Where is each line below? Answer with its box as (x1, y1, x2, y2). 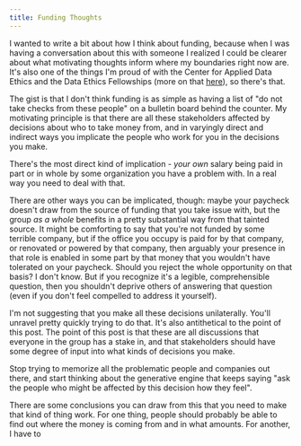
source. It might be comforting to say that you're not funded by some (9, 223, 265, 234)
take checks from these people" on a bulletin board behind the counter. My (9, 102, 288, 113)
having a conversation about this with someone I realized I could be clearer (9, 47, 288, 58)
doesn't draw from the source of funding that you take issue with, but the (9, 204, 280, 215)
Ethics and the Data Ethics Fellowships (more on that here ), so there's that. (9, 75, 286, 86)
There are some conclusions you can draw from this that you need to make (9, 399, 288, 410)
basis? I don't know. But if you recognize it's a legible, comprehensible (9, 271, 270, 282)
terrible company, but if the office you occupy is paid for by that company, (9, 232, 285, 243)
